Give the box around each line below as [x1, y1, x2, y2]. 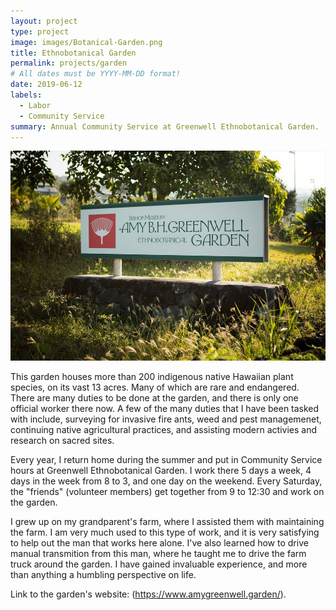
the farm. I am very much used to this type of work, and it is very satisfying [10, 526, 320, 539]
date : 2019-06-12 [10, 80, 83, 90]
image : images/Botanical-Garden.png [10, 37, 163, 47]
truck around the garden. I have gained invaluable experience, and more [10, 558, 308, 570]
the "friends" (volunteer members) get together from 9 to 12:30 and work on [10, 486, 325, 498]
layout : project [10, 16, 78, 26]
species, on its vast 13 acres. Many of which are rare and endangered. [10, 381, 300, 394]
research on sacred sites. [10, 435, 115, 447]
